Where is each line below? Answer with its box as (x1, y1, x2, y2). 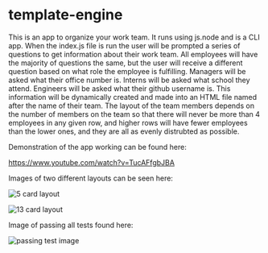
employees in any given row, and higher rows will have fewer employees (8, 118, 248, 127)
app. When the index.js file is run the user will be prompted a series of (8, 40, 241, 50)
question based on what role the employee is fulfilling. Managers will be (8, 66, 247, 76)
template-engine (8, 6, 123, 24)
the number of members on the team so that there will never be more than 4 (8, 109, 260, 118)
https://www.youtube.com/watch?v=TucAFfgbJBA (8, 157, 175, 167)
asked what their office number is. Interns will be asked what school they (8, 75, 250, 85)
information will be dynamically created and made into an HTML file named (8, 92, 258, 102)
